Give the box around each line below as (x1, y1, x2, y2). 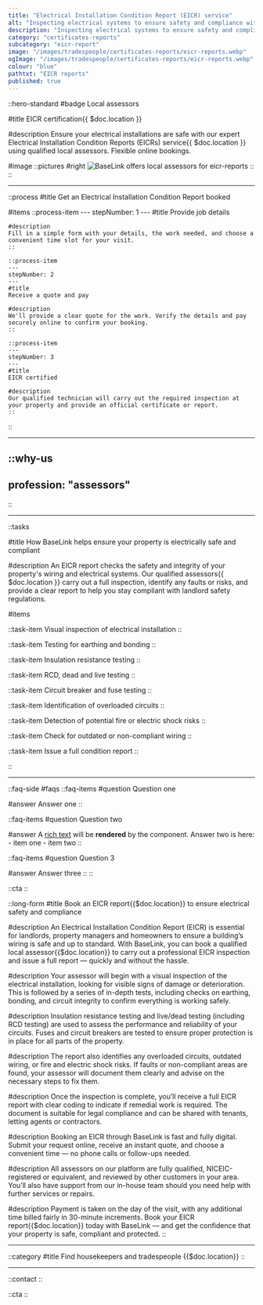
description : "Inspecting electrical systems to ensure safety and (8, 26, 233, 34)
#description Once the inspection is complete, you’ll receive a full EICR (8, 1091, 237, 1101)
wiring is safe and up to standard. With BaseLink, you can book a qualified (8, 939, 247, 949)
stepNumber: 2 (8, 270, 55, 279)
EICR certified (8, 374, 58, 382)
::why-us (8, 451, 53, 465)
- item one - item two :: (8, 838, 82, 847)
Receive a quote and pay (8, 291, 89, 299)
